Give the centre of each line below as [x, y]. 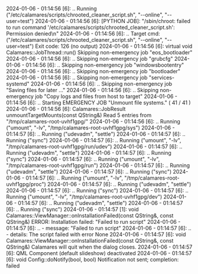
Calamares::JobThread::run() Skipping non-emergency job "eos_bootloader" [99, 52]
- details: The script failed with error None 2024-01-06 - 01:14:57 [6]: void [96, 234]
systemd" [18, 84]
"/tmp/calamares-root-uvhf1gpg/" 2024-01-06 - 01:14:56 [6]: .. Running [93, 121]
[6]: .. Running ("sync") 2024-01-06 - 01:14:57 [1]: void [72, 209]
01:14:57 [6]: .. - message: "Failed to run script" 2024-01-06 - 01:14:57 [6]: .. [99, 228]
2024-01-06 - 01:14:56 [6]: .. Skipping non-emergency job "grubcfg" [90, 59]
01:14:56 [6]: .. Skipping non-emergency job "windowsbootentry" [105, 65]
